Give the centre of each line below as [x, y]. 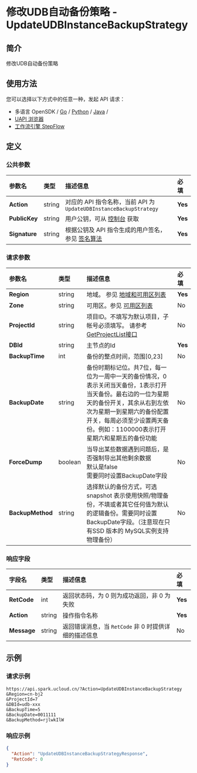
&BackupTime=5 [23, 709]
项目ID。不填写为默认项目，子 [128, 317]
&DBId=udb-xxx [23, 704]
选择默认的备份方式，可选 [122, 486]
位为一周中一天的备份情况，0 [127, 376]
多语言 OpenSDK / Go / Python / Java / [61, 111]
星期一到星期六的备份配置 [133, 412]
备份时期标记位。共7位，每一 [127, 367]
